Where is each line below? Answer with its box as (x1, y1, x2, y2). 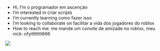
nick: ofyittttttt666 (12, 31, 51, 36)
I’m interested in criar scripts (12, 9, 72, 15)
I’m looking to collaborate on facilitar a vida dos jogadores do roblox (12, 20, 154, 26)
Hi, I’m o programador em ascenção (12, 4, 88, 10)
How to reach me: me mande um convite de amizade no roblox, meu (12, 25, 155, 31)
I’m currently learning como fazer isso (12, 15, 92, 20)
